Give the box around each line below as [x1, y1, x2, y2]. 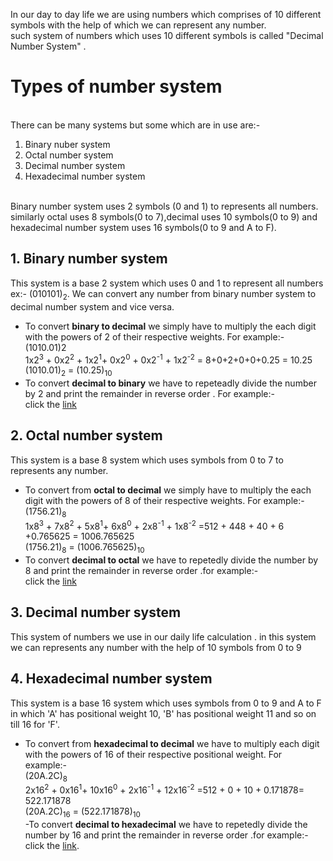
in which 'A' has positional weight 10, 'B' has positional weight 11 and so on [10, 707, 317, 719]
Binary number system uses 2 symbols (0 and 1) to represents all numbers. [10, 200, 319, 212]
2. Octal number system [10, 427, 163, 444]
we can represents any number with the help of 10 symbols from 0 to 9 [10, 641, 302, 653]
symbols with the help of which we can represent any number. [10, 19, 267, 31]
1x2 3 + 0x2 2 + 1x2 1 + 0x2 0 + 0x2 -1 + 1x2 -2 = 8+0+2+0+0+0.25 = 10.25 [24, 352, 313, 366]
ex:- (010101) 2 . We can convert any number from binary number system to [10, 287, 317, 302]
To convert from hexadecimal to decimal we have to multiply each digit [24, 737, 320, 749]
